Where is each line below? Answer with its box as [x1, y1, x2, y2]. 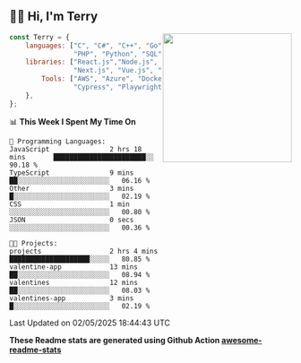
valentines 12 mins [9, 278, 139, 287]
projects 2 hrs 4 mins [9, 246, 159, 255]
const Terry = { [9, 32, 70, 41]
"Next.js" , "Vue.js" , [73, 66, 154, 75]
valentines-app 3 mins [9, 293, 134, 303]
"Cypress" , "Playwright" [73, 82, 167, 92]
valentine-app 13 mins [9, 262, 139, 272]
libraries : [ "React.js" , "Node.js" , [25, 57, 159, 67]
